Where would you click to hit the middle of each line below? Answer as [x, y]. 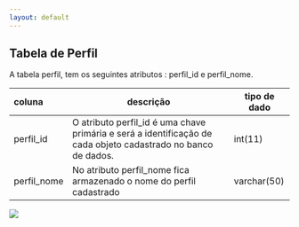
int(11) [248, 139]
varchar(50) [259, 181]
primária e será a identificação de [142, 134]
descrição [149, 102]
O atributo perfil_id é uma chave [139, 122]
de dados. [93, 156]
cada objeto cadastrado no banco [143, 145]
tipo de [259, 97]
